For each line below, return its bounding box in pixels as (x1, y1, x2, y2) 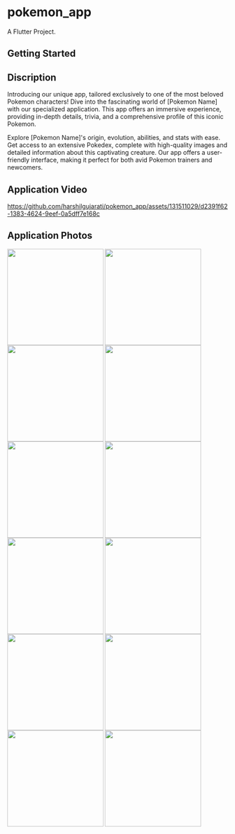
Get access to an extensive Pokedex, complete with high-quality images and (7, 141, 228, 149)
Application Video (7, 183, 87, 195)
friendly (7, 155, 30, 165)
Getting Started (7, 48, 76, 60)
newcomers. (7, 163, 43, 172)
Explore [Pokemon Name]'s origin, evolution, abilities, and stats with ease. (7, 134, 220, 142)
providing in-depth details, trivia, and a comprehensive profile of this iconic (7, 113, 224, 121)
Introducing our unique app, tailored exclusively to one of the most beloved (7, 90, 224, 99)
